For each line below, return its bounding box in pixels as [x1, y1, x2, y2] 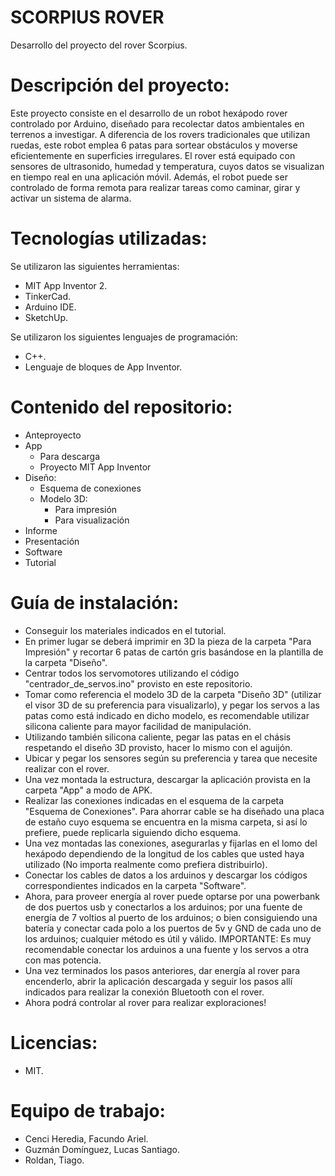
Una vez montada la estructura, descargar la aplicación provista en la [24, 773, 311, 785]
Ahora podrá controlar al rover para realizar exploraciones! [24, 996, 267, 1008]
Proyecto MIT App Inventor [39, 461, 152, 473]
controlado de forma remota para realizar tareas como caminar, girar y [10, 181, 301, 193]
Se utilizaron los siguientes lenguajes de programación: [10, 331, 238, 343]
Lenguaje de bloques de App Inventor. [24, 361, 183, 373]
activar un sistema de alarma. [10, 192, 132, 204]
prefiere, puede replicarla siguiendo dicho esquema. [24, 826, 242, 838]
